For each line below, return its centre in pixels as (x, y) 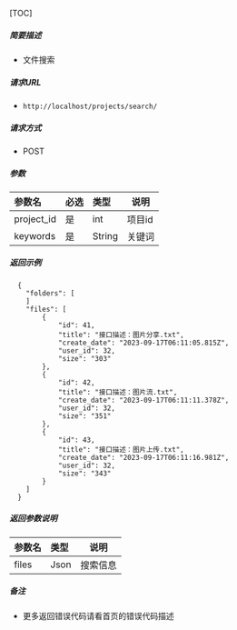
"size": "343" (84, 473)
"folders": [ (50, 293)
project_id (35, 219)
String (105, 235)
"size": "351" (84, 416)
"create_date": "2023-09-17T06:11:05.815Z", (143, 343)
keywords (35, 235)
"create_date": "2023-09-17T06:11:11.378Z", (143, 400)
